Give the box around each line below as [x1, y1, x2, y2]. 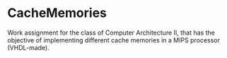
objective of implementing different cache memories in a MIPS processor [7, 35, 221, 44]
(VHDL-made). [7, 43, 50, 52]
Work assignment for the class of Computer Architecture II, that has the [7, 28, 216, 37]
